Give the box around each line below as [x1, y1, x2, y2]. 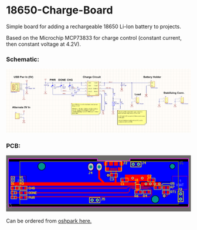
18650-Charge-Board [6, 4, 113, 17]
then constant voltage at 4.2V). [6, 40, 81, 48]
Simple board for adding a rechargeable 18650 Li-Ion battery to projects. [6, 23, 182, 30]
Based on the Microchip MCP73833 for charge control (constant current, [6, 34, 182, 41]
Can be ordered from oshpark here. [6, 218, 92, 225]
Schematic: [6, 55, 40, 63]
